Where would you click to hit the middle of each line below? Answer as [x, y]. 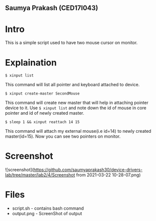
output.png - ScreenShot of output [47, 214]
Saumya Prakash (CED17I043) [52, 8]
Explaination [31, 62]
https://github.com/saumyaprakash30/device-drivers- [88, 170]
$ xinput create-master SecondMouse [42, 94]
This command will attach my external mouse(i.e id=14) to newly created [78, 131]
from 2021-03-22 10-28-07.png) [108, 175]
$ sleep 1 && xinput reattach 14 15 [42, 122]
